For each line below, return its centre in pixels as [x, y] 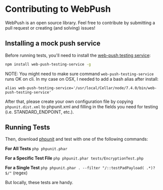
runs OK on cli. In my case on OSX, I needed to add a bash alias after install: [82, 79]
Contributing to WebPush [58, 9]
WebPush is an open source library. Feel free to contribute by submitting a [80, 23]
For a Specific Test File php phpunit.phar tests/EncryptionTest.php [74, 158]
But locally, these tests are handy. [39, 183]
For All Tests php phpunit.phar [36, 149]
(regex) [20, 173]
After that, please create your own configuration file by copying [69, 101]
